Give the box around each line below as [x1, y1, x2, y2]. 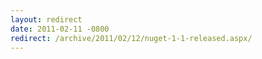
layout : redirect [10, 14, 83, 25]
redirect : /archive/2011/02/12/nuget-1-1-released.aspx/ [10, 33, 253, 43]
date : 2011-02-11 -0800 [10, 24, 110, 34]
